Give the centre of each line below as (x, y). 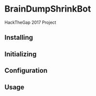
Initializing (21, 54)
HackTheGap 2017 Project (30, 22)
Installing (19, 38)
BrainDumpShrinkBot (48, 9)
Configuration (26, 71)
